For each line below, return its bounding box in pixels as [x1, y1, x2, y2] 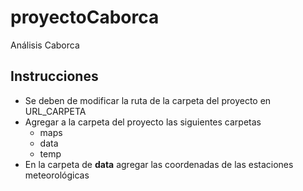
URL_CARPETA [24, 105, 87, 117]
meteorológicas [24, 169, 90, 181]
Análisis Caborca [10, 39, 80, 51]
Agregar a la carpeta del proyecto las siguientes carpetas [24, 116, 262, 128]
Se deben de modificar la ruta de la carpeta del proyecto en [24, 94, 272, 106]
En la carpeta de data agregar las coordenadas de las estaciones [24, 158, 294, 170]
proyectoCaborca [10, 6, 160, 29]
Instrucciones [10, 68, 99, 85]
